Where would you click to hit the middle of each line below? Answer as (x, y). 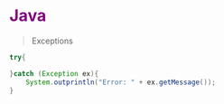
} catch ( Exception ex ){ (54, 73)
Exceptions (52, 41)
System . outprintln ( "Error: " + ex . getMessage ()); (121, 82)
